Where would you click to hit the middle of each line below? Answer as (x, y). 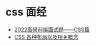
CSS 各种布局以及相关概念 (46, 37)
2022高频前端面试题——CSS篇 (52, 29)
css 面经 (26, 12)
